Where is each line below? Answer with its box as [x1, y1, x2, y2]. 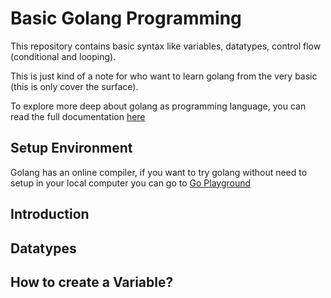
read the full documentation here [10, 110, 146, 122]
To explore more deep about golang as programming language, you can [10, 100, 307, 112]
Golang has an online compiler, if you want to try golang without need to [10, 166, 308, 178]
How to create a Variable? [10, 273, 174, 291]
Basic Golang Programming [10, 7, 242, 30]
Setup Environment [10, 140, 133, 157]
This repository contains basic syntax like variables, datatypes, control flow [10, 40, 322, 52]
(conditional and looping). [10, 50, 117, 62]
